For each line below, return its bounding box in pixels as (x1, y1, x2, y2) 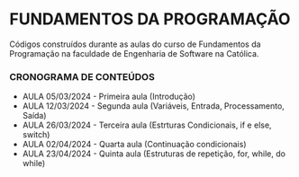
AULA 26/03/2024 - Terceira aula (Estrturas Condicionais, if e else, (22, 119, 272, 130)
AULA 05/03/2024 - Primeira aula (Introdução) (22, 91, 196, 102)
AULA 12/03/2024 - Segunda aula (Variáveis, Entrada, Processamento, (22, 101, 285, 111)
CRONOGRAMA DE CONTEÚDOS (9, 70, 155, 83)
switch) (22, 129, 50, 140)
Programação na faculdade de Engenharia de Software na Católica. (9, 48, 259, 58)
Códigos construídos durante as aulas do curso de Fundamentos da (9, 39, 261, 49)
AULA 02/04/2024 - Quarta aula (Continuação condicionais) (22, 139, 247, 150)
